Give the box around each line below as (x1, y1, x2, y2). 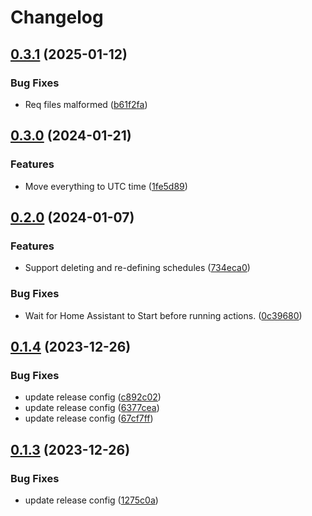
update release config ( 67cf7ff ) (24, 412, 154, 425)
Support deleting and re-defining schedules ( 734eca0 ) (24, 262, 251, 274)
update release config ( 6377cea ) (24, 402, 160, 414)
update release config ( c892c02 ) (24, 391, 162, 403)
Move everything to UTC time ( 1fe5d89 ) (24, 180, 188, 192)
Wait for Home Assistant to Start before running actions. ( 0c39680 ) (24, 309, 303, 321)
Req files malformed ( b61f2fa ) (24, 98, 148, 110)
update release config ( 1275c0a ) (24, 494, 159, 506)
